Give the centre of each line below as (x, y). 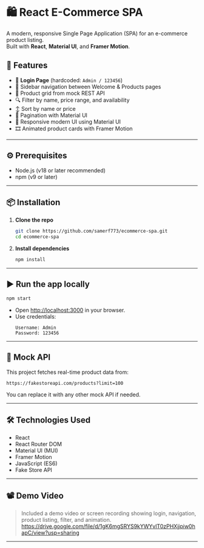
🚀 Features (27, 65)
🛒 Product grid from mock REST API (60, 93)
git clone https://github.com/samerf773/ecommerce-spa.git (91, 231)
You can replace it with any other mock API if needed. (73, 395)
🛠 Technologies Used (49, 420)
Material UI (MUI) (37, 451)
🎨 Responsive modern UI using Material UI (68, 121)
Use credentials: (36, 316)
